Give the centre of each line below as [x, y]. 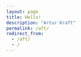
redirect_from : [25, 34]
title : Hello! [24, 17]
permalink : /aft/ [28, 28]
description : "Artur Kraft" [41, 23]
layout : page [22, 12]
